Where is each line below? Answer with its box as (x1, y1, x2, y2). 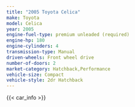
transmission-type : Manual (6, 49, 75, 55)
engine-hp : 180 (6, 37, 45, 43)
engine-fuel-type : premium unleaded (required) (6, 32, 130, 38)
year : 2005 (6, 26, 34, 32)
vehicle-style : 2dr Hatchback (6, 77, 84, 83)
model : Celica (6, 20, 43, 26)
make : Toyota (6, 15, 40, 21)
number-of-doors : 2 (6, 60, 56, 66)
